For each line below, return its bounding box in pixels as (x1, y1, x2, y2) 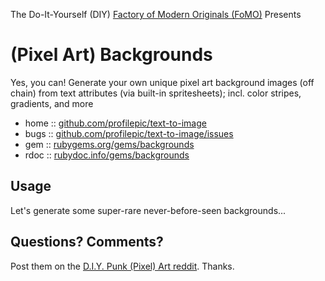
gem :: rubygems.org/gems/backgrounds (24, 138, 195, 150)
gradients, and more (10, 97, 94, 109)
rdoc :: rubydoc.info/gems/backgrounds (24, 149, 190, 161)
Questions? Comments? (10, 234, 164, 251)
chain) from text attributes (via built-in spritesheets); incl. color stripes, (10, 87, 302, 99)
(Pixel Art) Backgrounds (10, 44, 213, 66)
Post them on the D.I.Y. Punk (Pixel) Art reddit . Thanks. (10, 260, 235, 272)
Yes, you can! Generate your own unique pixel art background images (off (10, 76, 315, 88)
